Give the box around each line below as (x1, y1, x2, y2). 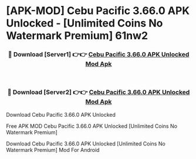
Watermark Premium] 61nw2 (6, 29, 148, 42)
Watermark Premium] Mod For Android (6, 146, 100, 153)
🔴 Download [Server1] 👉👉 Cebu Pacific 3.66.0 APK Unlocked (8, 50, 190, 59)
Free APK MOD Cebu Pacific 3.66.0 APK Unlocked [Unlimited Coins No (6, 122, 178, 130)
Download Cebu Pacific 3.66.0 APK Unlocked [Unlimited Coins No (6, 140, 165, 147)
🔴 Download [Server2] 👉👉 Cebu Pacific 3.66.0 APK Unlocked (7, 88, 190, 96)
